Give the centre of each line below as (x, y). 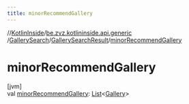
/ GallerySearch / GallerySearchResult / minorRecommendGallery (94, 40)
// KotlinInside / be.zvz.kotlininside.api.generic (70, 33)
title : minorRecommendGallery (50, 13)
